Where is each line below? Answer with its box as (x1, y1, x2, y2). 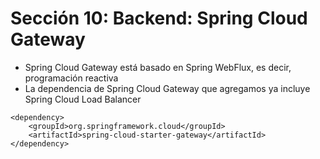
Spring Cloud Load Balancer (24, 93, 142, 105)
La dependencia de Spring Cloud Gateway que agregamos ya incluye (24, 82, 311, 94)
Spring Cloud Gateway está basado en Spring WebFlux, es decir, (24, 61, 292, 73)
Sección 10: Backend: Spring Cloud (10, 7, 308, 30)
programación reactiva (24, 72, 119, 84)
